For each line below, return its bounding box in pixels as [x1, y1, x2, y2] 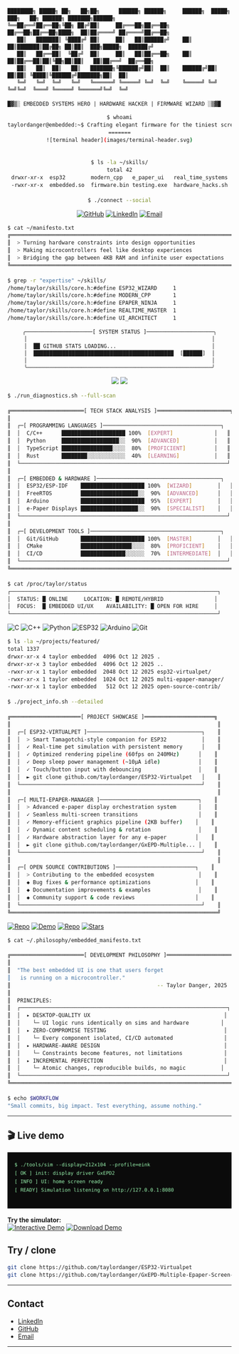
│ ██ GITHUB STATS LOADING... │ [23, 343, 216, 350]
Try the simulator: [7, 1216, 62, 1224]
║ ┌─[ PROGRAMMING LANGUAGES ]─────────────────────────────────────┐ [7, 422, 224, 430]
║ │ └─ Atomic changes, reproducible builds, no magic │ [7, 1064, 224, 1072]
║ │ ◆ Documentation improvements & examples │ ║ [7, 886, 218, 894]
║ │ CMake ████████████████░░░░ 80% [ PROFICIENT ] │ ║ [7, 542, 234, 550]
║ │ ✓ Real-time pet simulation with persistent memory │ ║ [7, 743, 221, 751]
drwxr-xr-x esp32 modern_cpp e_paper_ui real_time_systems [11, 174, 228, 181]
